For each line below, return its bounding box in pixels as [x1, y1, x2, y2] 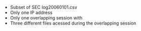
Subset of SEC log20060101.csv [10, 4, 78, 10]
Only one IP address [10, 9, 53, 15]
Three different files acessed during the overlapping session [10, 20, 136, 26]
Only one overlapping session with [10, 15, 83, 20]
